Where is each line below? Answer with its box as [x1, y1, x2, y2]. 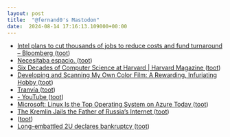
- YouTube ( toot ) [16, 93, 64, 101]
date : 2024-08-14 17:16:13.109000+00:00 [7, 23, 128, 30]
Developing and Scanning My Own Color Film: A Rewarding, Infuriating [16, 71, 218, 79]
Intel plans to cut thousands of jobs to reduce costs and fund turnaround [16, 42, 223, 50]
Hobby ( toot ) [16, 78, 54, 87]
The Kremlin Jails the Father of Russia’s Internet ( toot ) [16, 107, 170, 116]
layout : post [7, 10, 45, 17]
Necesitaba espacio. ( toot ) [16, 56, 93, 65]
